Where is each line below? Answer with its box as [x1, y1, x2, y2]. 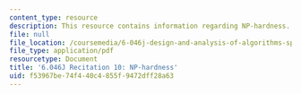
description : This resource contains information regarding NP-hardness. [9, 21, 291, 30]
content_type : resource [9, 13, 99, 22]
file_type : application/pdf [9, 47, 115, 56]
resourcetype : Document [9, 55, 99, 64]
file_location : [9, 38, 66, 47]
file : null [9, 30, 50, 38]
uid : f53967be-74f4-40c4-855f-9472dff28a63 [9, 72, 175, 81]
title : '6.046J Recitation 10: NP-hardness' [9, 64, 178, 73]
